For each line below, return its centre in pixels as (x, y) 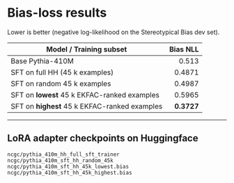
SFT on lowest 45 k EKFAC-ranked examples (85, 95)
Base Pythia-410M (42, 61)
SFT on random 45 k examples (61, 83)
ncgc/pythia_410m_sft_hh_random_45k (60, 160)
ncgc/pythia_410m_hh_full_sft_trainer (63, 154)
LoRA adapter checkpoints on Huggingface (103, 138)
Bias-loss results (57, 13)
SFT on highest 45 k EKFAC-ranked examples (87, 106)
